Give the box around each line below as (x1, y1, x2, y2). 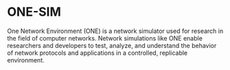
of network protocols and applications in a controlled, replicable (7, 49, 188, 57)
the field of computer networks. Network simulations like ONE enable (7, 34, 203, 42)
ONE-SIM (7, 4, 62, 20)
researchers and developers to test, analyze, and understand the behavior (7, 41, 217, 49)
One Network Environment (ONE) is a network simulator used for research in (7, 27, 224, 35)
